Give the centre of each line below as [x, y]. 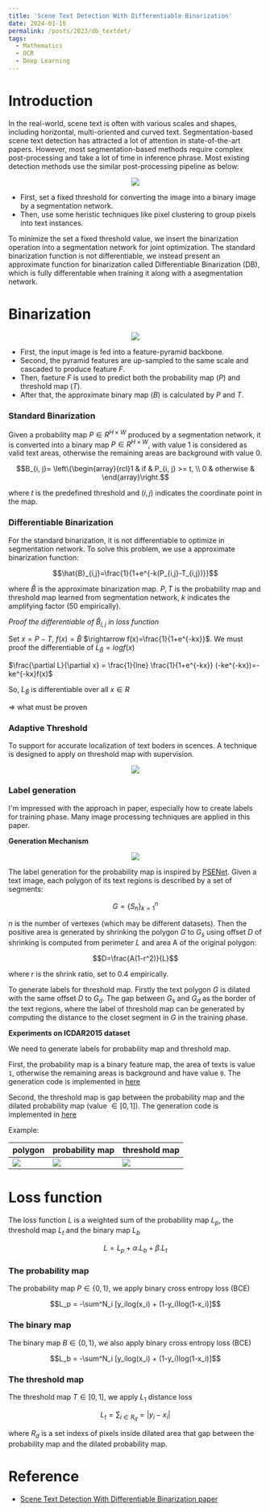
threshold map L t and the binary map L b [75, 1231]
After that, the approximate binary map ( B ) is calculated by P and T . [132, 395]
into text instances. [52, 222]
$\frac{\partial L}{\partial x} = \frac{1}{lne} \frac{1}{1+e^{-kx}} [111, 665]
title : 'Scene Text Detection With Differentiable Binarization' [120, 16]
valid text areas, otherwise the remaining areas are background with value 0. [135, 453]
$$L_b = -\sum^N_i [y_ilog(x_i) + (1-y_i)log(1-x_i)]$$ [135, 1358]
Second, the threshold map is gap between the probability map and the [127, 1097]
